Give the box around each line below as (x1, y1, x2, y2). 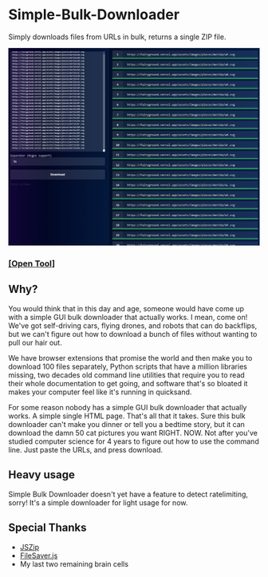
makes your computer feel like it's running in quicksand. (8, 387, 192, 397)
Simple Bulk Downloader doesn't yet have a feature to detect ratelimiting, (8, 489, 249, 499)
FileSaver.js (19, 551, 58, 560)
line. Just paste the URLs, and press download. (8, 445, 164, 454)
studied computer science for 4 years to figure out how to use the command (8, 437, 259, 446)
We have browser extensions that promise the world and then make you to (8, 353, 253, 362)
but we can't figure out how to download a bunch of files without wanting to (8, 329, 258, 338)
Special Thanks (8, 521, 87, 535)
